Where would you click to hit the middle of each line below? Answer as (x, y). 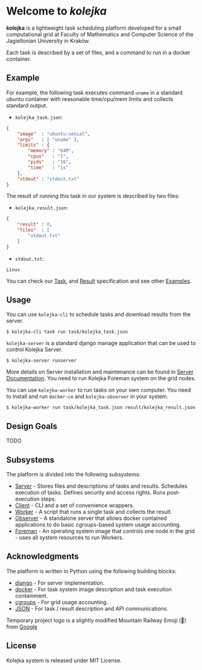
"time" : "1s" (48, 168)
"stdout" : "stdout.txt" (48, 179)
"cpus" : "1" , (48, 156)
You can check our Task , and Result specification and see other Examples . (99, 281)
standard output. (27, 105)
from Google (22, 626)
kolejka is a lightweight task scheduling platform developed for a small (94, 28)
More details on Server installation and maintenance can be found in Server (100, 372)
